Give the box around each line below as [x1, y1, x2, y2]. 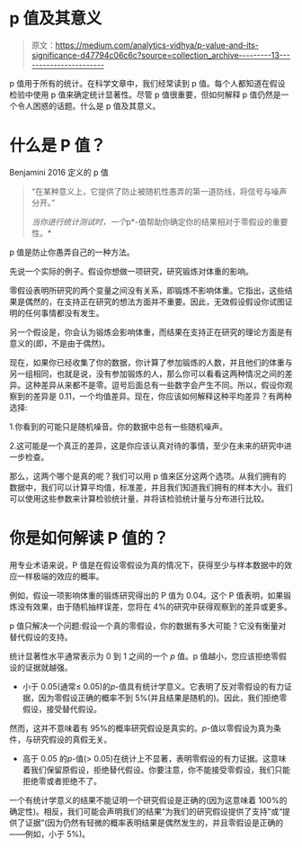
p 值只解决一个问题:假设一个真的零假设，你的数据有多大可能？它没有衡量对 [9, 620, 287, 631]
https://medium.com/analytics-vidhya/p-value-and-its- [55, 40, 259, 50]
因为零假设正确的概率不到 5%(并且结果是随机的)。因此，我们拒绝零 [38, 692, 288, 703]
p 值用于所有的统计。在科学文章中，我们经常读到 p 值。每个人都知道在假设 [9, 77, 286, 88]
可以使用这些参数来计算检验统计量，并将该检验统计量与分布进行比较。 [9, 492, 270, 504]
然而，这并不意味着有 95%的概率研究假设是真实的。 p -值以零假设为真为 [9, 722, 274, 734]
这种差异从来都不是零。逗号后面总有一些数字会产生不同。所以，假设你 [24, 379, 285, 390]
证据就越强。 [24, 662, 73, 672]
